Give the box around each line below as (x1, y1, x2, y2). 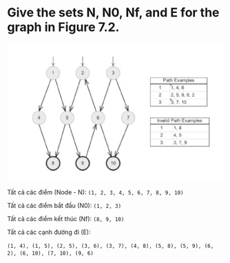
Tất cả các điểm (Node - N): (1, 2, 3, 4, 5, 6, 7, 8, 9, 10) (7, 188, 184, 196)
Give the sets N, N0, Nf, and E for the (7, 5, 220, 21)
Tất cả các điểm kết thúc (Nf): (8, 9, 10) (7, 215, 125, 223)
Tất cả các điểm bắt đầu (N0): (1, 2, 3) (7, 201, 122, 210)
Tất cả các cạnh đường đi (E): (7, 228, 91, 236)
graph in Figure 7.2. (7, 19, 120, 35)
